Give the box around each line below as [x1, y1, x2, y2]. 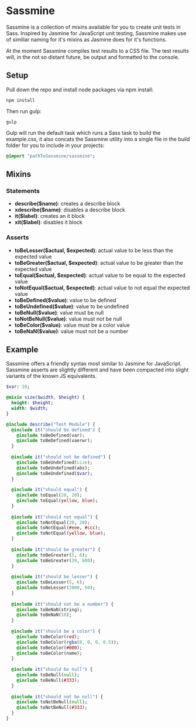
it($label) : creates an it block [14, 213, 85, 220]
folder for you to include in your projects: [6, 142, 105, 149]
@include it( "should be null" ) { [11, 667, 93, 673]
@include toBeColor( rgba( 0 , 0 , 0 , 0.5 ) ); [16, 639, 119, 645]
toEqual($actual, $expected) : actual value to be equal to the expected [14, 271, 186, 279]
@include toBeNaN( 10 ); [16, 612, 72, 618]
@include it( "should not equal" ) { [11, 514, 98, 520]
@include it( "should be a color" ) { [11, 629, 101, 634]
